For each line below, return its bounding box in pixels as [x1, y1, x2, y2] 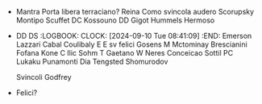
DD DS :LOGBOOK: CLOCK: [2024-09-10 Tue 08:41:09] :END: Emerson [15, 31, 252, 40]
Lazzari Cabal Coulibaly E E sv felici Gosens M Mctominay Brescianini [15, 40, 247, 49]
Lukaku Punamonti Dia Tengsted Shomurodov [15, 56, 168, 66]
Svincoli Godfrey [15, 73, 72, 81]
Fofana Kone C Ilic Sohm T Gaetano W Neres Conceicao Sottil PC [15, 48, 234, 57]
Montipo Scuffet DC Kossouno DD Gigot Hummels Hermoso [15, 15, 215, 25]
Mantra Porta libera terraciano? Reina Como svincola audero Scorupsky [15, 7, 255, 16]
